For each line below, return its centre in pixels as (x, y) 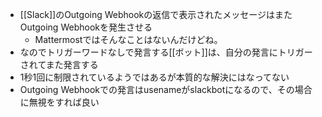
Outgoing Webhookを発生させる (86, 27)
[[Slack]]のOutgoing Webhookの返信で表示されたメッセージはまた (156, 14)
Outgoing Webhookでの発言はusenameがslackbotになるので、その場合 (166, 89)
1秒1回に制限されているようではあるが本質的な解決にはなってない (154, 77)
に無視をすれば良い (59, 102)
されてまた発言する (59, 64)
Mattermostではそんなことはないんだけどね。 (128, 39)
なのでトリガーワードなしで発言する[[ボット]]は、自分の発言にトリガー (166, 52)
